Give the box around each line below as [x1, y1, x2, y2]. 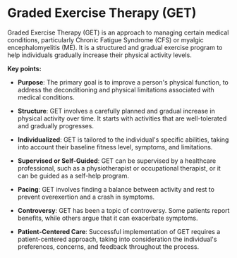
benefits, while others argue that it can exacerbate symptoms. [17, 214, 198, 222]
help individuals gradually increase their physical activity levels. [7, 51, 192, 59]
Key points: [7, 64, 42, 73]
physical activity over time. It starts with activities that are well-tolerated [17, 114, 227, 123]
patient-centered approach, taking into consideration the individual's [17, 235, 217, 243]
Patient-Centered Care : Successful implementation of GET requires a [17, 227, 221, 235]
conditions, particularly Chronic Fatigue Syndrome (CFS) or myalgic [7, 35, 204, 44]
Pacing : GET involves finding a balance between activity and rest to [17, 185, 215, 193]
